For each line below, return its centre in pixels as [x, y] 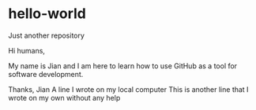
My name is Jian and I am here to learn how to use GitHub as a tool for [123, 66]
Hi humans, [27, 50]
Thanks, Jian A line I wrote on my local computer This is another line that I [128, 89]
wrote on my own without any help [64, 97]
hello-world [47, 14]
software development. [46, 74]
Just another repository [47, 35]
